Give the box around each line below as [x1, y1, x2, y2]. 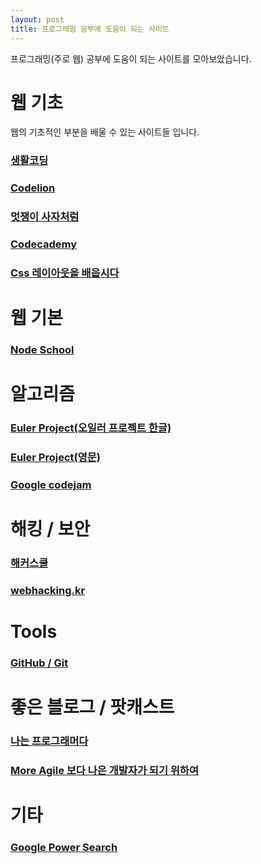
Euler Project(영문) [10, 451, 101, 465]
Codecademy [10, 237, 78, 251]
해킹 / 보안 [10, 518, 91, 541]
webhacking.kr [10, 584, 86, 598]
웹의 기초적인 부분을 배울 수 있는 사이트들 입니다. [10, 126, 200, 138]
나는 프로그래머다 [10, 734, 89, 748]
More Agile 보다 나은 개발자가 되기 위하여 [10, 764, 199, 778]
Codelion [10, 181, 56, 195]
